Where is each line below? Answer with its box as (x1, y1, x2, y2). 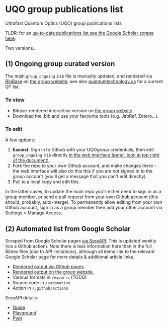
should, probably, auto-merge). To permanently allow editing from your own (5, 199, 162, 205)
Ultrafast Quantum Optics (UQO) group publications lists (5, 20, 122, 26)
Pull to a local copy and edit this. (12, 179, 80, 185)
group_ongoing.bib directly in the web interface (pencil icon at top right (12, 152, 160, 158)
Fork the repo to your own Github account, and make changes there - (12, 162, 157, 169)
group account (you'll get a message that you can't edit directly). (12, 174, 147, 180)
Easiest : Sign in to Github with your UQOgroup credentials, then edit (12, 147, 154, 153)
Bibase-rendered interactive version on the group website (12, 108, 132, 114)
